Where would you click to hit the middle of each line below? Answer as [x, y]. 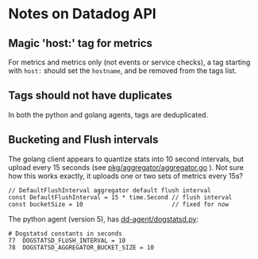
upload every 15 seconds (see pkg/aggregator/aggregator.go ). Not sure [126, 167]
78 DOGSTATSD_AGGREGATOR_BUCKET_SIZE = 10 [81, 247]
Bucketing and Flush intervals [83, 140]
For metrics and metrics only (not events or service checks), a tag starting [129, 62]
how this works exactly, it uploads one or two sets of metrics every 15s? [126, 176]
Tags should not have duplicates [90, 96]
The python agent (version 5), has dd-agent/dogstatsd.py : [104, 218]
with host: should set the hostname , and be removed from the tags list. [123, 71]
